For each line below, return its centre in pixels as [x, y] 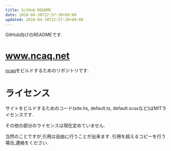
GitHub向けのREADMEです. [34, 35]
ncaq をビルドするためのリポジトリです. [47, 71]
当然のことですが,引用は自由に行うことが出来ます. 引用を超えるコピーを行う [86, 137]
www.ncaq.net [38, 56]
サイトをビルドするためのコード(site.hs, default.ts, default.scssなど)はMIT [84, 109]
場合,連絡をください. [27, 143]
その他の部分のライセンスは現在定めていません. [55, 125]
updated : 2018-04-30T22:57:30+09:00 [44, 19]
